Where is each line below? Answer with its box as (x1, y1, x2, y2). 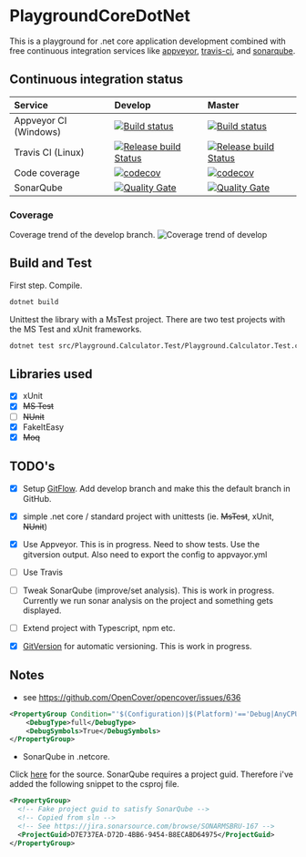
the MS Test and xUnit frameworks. (9, 323, 143, 334)
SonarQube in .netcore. (22, 751, 111, 762)
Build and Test (9, 256, 93, 271)
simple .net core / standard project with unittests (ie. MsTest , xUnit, (22, 511, 275, 522)
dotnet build (9, 297, 59, 306)
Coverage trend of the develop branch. (9, 230, 156, 240)
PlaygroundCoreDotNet (9, 5, 191, 26)
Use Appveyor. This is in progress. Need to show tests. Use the (22, 538, 260, 549)
